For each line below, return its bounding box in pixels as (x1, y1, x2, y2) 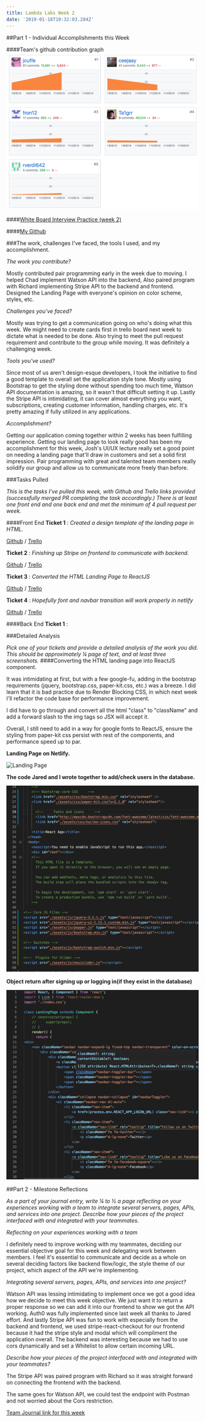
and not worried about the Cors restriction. (6, 1397, 114, 1405)
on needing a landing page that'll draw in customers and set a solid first (6, 451, 187, 458)
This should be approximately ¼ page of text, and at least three (6, 651, 167, 658)
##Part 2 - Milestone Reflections (6, 1186, 88, 1193)
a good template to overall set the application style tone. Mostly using (6, 376, 181, 383)
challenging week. (6, 345, 52, 353)
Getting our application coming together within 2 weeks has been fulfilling (6, 431, 192, 439)
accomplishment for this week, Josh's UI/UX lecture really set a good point (6, 445, 195, 452)
